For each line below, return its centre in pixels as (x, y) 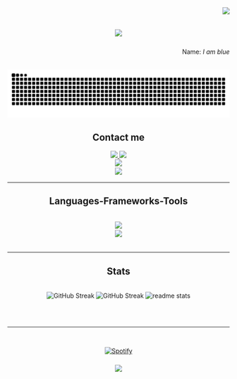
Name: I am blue (206, 52)
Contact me (119, 138)
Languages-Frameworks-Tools (119, 201)
